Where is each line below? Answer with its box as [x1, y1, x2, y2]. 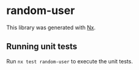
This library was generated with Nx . [6, 24, 96, 31]
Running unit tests [6, 41, 77, 52]
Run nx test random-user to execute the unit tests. [6, 57, 133, 65]
